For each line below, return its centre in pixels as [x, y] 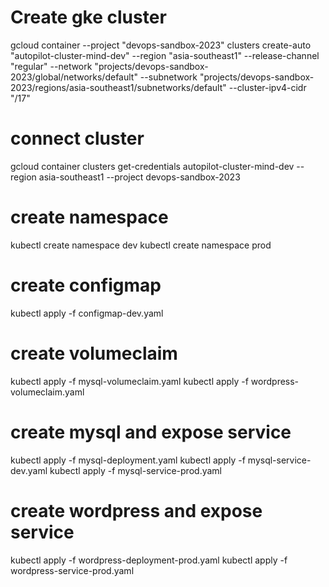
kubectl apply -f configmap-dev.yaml [87, 313]
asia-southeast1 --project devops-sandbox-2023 [139, 177]
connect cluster [77, 138]
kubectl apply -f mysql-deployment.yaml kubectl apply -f [128, 460]
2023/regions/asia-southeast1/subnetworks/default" [118, 87]
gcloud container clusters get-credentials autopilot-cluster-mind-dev [152, 166]
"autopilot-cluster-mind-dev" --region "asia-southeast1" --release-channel [165, 55]
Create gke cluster [88, 17]
